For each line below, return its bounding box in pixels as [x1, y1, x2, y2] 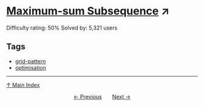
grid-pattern [15, 57, 46, 64]
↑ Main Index [6, 81, 40, 89]
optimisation [15, 64, 47, 71]
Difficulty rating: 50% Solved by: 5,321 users [6, 24, 118, 31]
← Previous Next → [73, 93, 131, 100]
